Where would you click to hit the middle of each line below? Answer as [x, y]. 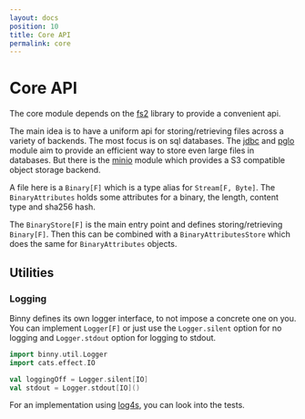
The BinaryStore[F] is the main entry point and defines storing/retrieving [146, 225]
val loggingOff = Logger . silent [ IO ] [79, 379]
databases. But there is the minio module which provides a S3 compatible [147, 160]
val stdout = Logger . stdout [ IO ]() [75, 388]
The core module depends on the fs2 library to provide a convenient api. [145, 114]
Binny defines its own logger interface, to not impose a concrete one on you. [153, 318]
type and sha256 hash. [52, 207]
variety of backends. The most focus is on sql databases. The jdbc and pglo [152, 141]
